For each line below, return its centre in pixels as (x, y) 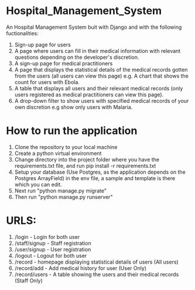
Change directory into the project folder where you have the (87, 159)
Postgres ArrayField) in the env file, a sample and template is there (95, 178)
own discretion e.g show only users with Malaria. (73, 107)
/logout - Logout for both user (51, 255)
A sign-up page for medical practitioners (64, 63)
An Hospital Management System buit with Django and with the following (94, 27)
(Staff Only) (28, 281)
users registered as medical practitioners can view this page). (89, 95)
